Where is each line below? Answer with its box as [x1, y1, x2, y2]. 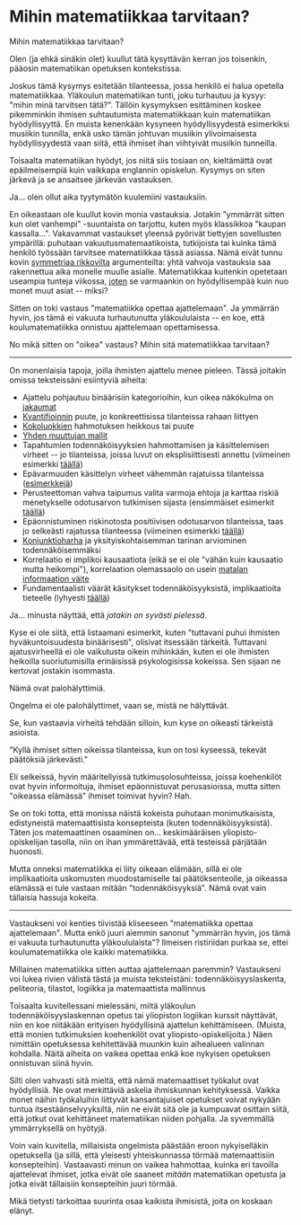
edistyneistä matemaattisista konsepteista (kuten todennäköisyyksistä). [9, 817, 273, 828]
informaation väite [21, 573, 90, 584]
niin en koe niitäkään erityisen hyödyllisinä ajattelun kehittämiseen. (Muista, [9, 1019, 287, 1030]
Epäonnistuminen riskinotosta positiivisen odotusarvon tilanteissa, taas [21, 516, 284, 526]
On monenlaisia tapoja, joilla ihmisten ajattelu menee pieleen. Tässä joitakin [9, 365, 287, 375]
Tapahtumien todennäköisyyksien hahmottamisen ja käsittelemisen [21, 439, 270, 450]
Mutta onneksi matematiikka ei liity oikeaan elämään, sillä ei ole [9, 863, 242, 874]
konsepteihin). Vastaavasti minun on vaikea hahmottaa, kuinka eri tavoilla [9, 1159, 279, 1169]
